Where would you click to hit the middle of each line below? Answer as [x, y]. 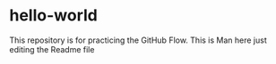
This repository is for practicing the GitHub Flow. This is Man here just [138, 40]
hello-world [54, 16]
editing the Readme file [52, 49]
